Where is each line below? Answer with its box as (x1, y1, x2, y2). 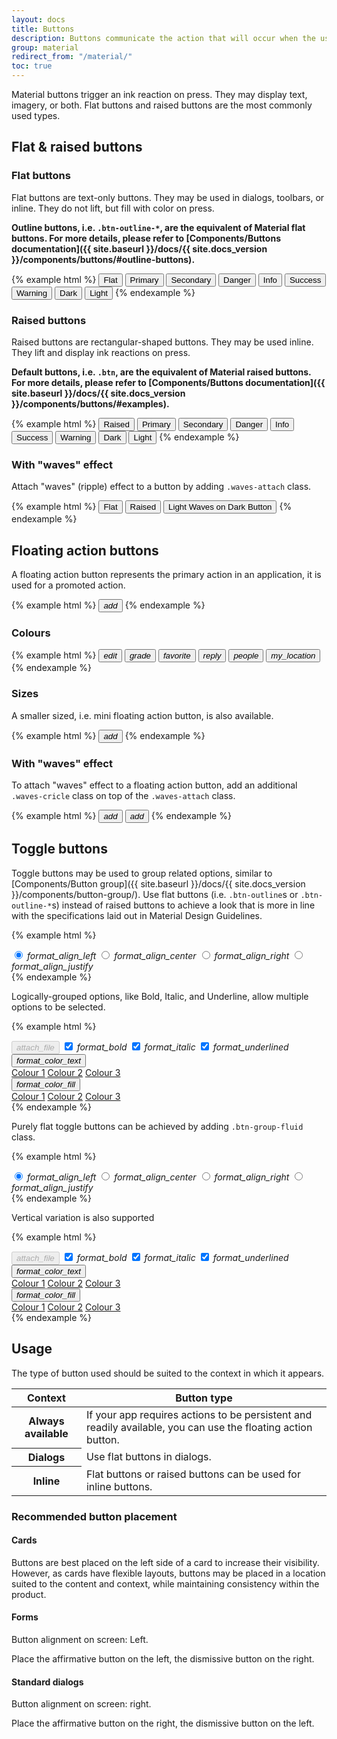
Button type (175, 1391, 233, 1405)
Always (28, 1414, 65, 1428)
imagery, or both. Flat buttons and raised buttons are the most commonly (11, 99, 313, 111)
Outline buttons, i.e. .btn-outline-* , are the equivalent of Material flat (11, 221, 306, 233)
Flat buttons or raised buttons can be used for (85, 1467, 301, 1481)
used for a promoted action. (11, 579, 126, 591)
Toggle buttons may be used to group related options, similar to (11, 867, 273, 879)
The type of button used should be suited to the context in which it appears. (11, 1367, 325, 1379)
